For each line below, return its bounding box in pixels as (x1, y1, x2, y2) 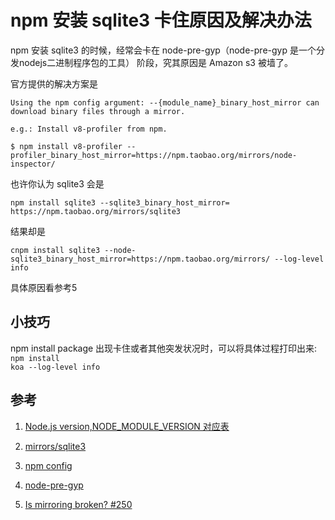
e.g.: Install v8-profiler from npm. (10, 124, 168, 134)
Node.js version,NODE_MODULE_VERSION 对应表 (24, 420, 230, 432)
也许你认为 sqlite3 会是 (10, 177, 105, 190)
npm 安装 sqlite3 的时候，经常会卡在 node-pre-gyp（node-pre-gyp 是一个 (10, 44, 317, 56)
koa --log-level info (10, 362, 101, 372)
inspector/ (10, 159, 56, 169)
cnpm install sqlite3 (10, 245, 101, 255)
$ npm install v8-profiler (10, 141, 123, 151)
